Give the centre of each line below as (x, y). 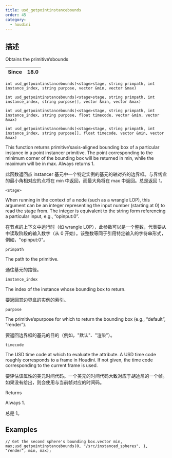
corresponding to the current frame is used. (52, 365)
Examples (21, 430)
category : (16, 20)
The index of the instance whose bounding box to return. (65, 289)
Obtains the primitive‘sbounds (37, 59)
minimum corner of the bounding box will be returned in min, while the (80, 158)
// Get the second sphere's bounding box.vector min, (64, 442)
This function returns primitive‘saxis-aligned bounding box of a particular (82, 148)
